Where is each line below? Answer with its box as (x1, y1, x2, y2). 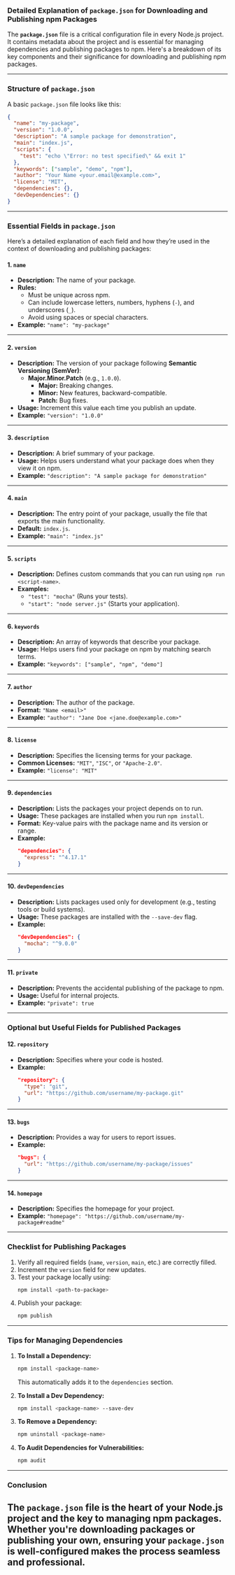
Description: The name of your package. (17, 276, 136, 285)
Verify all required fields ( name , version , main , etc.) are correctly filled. (17, 1258, 217, 1266)
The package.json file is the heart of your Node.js (7, 1502, 224, 1513)
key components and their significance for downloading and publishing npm (7, 52, 227, 61)
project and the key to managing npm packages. (7, 1513, 222, 1525)
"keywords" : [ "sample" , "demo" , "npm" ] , (13, 165, 133, 173)
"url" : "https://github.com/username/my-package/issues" (24, 1161, 194, 1168)
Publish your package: (17, 1299, 83, 1307)
